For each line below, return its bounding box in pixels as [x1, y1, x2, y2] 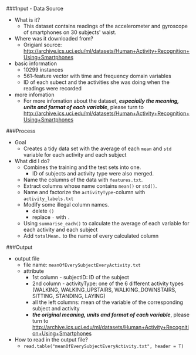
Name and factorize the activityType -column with [23, 189, 146, 195]
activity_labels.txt [23, 196, 74, 202]
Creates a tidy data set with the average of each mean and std [23, 145, 172, 152]
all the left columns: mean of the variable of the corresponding [32, 299, 184, 306]
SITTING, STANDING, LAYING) [32, 293, 106, 299]
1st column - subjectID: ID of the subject [32, 274, 129, 280]
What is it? [14, 16, 40, 23]
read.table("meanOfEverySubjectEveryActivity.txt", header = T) [23, 343, 184, 349]
